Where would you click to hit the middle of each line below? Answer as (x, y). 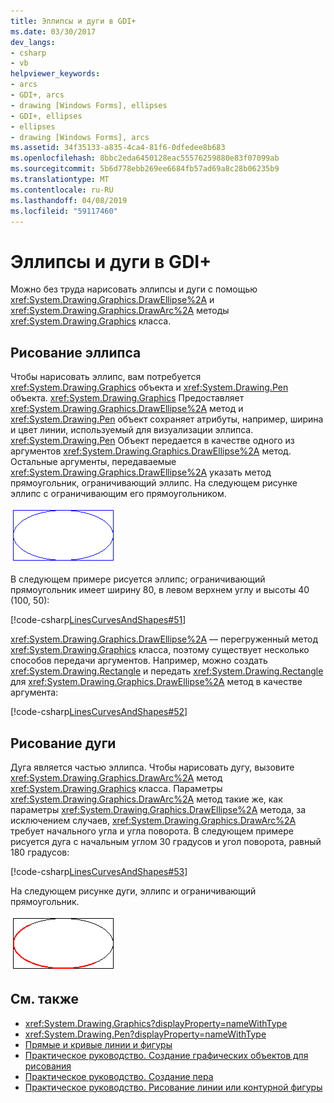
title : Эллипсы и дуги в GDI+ (73, 21)
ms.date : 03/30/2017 (53, 31)
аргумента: (34, 692)
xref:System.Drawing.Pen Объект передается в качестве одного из (152, 441)
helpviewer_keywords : (55, 74)
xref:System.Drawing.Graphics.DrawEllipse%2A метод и (127, 409)
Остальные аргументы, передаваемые (93, 462)
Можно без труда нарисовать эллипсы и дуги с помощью (134, 289)
